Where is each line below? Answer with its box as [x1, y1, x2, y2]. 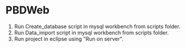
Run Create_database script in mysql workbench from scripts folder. [14, 23, 181, 30]
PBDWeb [5, 4, 50, 17]
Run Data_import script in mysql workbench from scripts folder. [14, 29, 169, 36]
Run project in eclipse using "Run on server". [14, 35, 124, 42]
